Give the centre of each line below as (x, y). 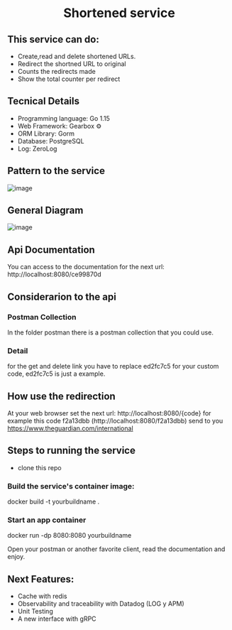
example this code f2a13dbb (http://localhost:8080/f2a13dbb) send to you (115, 421)
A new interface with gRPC (57, 619)
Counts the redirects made (56, 71)
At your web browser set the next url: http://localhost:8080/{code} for (109, 413)
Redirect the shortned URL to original (72, 64)
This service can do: (53, 39)
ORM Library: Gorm (46, 134)
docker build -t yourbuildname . (54, 501)
